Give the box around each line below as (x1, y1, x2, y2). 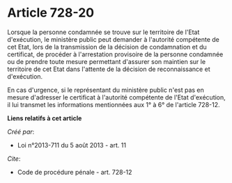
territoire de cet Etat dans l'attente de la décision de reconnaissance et (7, 65, 210, 73)
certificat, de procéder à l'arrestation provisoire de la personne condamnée (7, 50, 224, 58)
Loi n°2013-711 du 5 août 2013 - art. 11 (17, 141, 127, 149)
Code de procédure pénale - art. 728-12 (17, 168, 132, 176)
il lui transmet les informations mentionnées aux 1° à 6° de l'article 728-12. (7, 100, 220, 109)
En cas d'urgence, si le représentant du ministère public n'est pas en (7, 86, 204, 94)
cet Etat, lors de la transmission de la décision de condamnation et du (7, 42, 207, 51)
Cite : (7, 154, 21, 163)
